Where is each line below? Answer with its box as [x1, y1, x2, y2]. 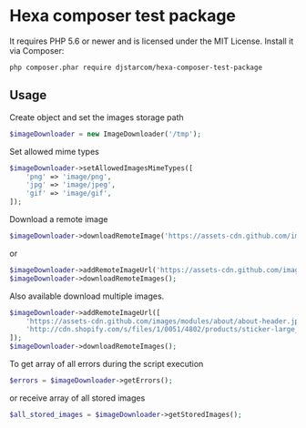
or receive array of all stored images [9, 392, 146, 403]
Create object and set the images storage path [9, 111, 184, 123]
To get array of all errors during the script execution [9, 359, 204, 369]
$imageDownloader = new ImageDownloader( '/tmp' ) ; [9, 129, 202, 138]
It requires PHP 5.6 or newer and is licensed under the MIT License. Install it [9, 36, 294, 46]
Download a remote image [9, 214, 108, 224]
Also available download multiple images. [9, 290, 165, 301]
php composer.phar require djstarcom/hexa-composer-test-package [9, 63, 262, 72]
